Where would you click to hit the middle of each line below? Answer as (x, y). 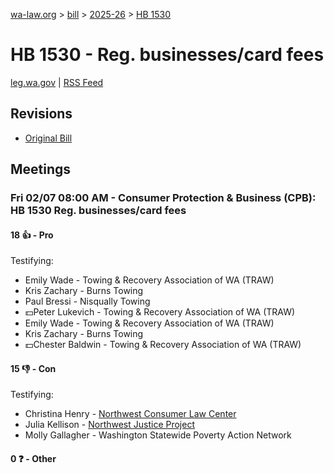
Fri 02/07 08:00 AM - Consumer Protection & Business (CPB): (163, 198)
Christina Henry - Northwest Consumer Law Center (130, 414)
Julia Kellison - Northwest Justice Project (109, 425)
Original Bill (48, 138)
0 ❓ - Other (33, 459)
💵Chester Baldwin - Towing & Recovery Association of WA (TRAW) (163, 345)
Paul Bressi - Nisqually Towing (87, 301)
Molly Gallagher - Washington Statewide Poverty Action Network (158, 435)
